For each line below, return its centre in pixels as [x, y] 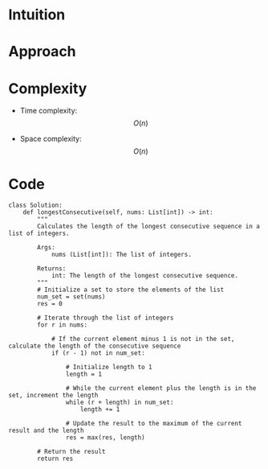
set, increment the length [53, 396]
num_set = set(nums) [71, 297]
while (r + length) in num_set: [120, 403]
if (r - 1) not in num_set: [98, 353]
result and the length [46, 431]
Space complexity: [51, 139]
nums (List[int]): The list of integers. [122, 255]
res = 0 [50, 304]
